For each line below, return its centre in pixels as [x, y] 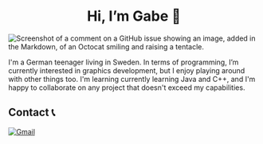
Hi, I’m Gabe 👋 [134, 16]
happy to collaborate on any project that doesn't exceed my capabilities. [127, 88]
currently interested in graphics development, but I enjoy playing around [127, 70]
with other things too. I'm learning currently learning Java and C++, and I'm [132, 79]
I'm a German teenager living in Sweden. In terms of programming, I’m [124, 62]
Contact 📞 [32, 113]
